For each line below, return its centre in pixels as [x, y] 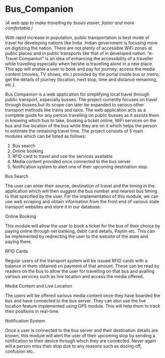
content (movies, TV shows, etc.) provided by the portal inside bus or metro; [82, 74]
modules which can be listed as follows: [46, 136]
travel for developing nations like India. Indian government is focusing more [81, 42]
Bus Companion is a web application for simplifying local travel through [77, 94]
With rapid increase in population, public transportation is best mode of [77, 37]
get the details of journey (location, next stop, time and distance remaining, [81, 79]
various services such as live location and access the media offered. [75, 276]
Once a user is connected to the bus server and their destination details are [82, 330]
